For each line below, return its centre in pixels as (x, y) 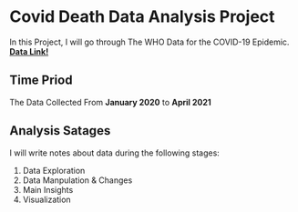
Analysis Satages (60, 131)
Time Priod (41, 81)
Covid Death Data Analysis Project (142, 17)
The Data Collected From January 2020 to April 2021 (110, 102)
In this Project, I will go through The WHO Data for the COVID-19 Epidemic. (149, 42)
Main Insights (48, 189)
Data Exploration (54, 170)
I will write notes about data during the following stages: (115, 153)
